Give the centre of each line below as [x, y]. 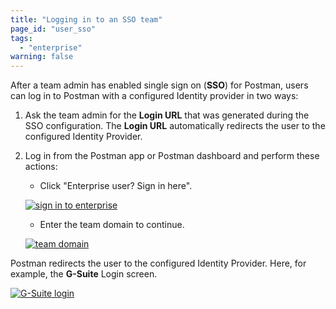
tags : [21, 38]
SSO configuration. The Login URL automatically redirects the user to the [175, 126]
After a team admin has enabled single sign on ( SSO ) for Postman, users [159, 85]
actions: [41, 167]
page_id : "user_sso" [53, 29]
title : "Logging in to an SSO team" [86, 19]
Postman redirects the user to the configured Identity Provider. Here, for [158, 263]
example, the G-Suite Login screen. [84, 274]
